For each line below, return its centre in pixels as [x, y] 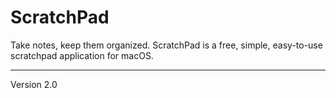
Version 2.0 [34, 84]
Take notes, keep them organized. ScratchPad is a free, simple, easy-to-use [166, 45]
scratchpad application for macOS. [82, 55]
